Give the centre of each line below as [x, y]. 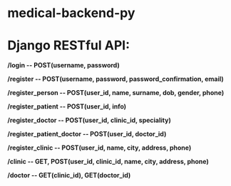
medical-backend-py [71, 13]
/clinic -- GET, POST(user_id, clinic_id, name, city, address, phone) [108, 162]
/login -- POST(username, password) [63, 65]
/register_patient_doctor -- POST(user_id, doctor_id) [87, 134]
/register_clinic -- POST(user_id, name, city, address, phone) [99, 148]
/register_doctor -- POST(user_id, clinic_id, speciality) [89, 120]
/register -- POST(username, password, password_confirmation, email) [115, 79]
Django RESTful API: [69, 46]
